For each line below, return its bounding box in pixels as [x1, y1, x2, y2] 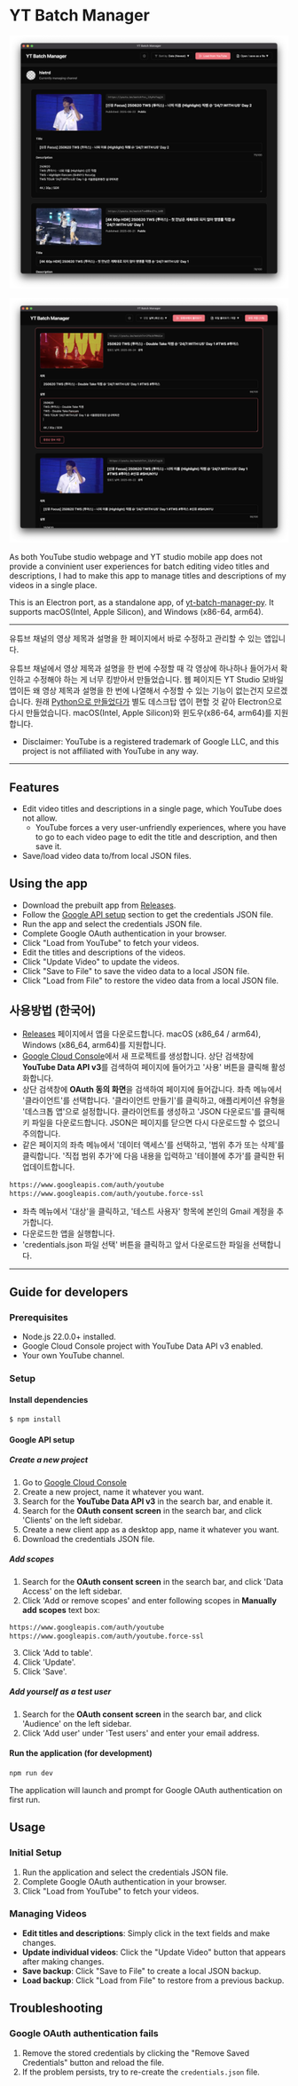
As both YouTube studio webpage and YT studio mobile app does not [9, 552, 263, 563]
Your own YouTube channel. [21, 1350, 125, 1361]
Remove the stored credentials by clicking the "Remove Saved [21, 2047, 250, 2058]
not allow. [21, 813, 58, 823]
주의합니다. [21, 1128, 61, 1138]
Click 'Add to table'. [21, 1647, 93, 1657]
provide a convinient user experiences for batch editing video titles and [9, 561, 270, 572]
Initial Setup [9, 1846, 62, 1859]
